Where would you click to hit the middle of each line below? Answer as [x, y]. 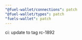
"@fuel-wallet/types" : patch [35, 14]
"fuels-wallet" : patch [28, 19]
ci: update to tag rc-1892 [30, 33]
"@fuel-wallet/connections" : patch [41, 10]
